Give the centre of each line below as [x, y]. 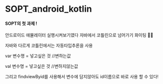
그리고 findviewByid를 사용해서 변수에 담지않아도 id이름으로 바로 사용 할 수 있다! [82, 77]
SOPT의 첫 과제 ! [21, 23]
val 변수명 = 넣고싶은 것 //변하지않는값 [42, 66]
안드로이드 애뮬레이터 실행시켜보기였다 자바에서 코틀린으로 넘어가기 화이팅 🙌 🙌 [79, 35]
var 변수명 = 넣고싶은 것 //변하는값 [38, 56]
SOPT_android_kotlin [48, 9]
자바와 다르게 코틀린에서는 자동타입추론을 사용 [49, 45]
